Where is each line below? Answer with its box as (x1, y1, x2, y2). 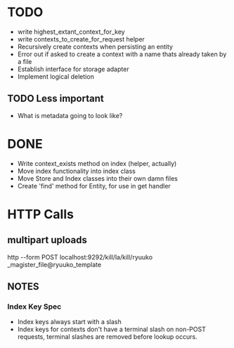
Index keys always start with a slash (17, 318, 122, 326)
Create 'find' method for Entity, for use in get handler (17, 181, 171, 190)
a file (17, 57, 32, 65)
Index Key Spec (7, 302, 62, 311)
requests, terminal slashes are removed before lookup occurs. (17, 333, 198, 341)
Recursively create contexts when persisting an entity (17, 42, 174, 51)
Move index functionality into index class (17, 167, 136, 175)
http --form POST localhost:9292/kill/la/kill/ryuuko (7, 252, 153, 261)
